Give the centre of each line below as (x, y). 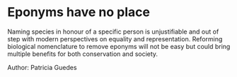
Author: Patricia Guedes (42, 67)
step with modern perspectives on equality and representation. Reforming (115, 38)
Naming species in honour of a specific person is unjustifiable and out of (113, 31)
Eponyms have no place (79, 12)
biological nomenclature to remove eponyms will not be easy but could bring (119, 46)
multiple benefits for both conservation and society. (82, 54)
